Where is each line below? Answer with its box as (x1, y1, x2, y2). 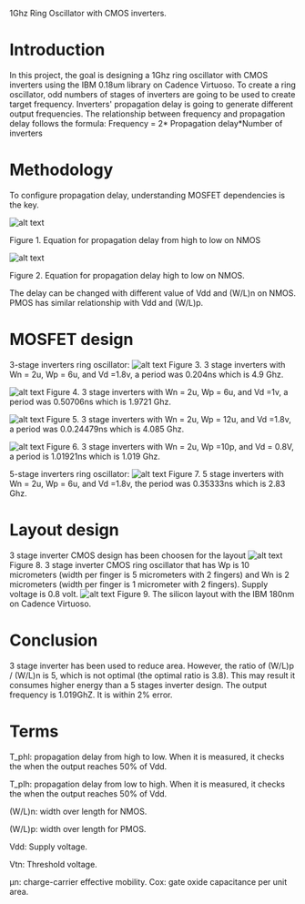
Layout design (9, 520, 120, 540)
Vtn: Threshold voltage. (9, 858, 97, 869)
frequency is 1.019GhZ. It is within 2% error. (9, 689, 173, 700)
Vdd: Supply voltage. (9, 841, 88, 852)
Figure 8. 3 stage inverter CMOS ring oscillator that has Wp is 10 (9, 559, 250, 570)
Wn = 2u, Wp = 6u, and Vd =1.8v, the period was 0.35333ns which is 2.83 (9, 478, 286, 489)
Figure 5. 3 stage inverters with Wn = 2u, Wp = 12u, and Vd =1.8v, (46, 413, 291, 424)
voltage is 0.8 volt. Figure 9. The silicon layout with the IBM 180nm (9, 588, 295, 599)
